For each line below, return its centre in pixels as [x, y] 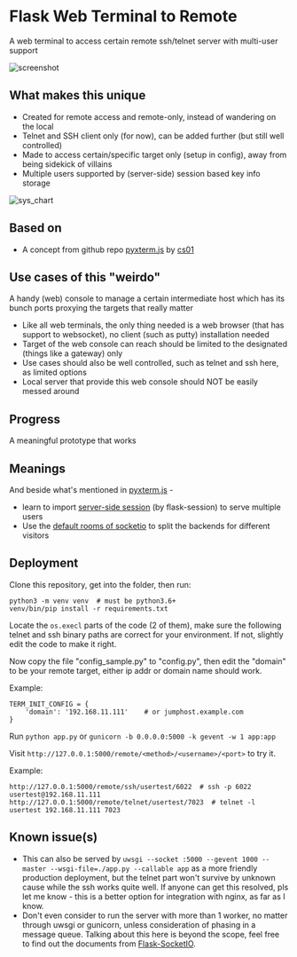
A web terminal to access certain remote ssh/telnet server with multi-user [144, 41]
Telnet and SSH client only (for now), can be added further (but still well [153, 136]
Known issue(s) [54, 838]
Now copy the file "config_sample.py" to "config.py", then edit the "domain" [148, 661]
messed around [51, 391]
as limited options [54, 372]
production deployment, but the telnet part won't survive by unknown [149, 877]
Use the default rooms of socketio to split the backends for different [146, 526]
